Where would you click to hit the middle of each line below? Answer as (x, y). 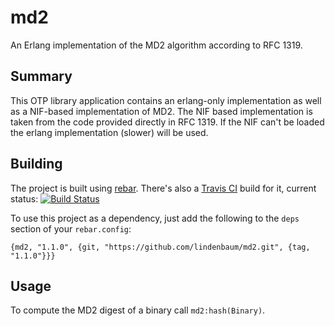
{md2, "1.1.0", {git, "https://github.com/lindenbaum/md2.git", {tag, (160, 247)
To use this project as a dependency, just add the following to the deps (155, 218)
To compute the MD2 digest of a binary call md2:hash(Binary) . (138, 310)
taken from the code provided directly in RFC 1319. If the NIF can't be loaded (167, 122)
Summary (41, 76)
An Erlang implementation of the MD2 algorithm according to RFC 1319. (156, 45)
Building (36, 164)
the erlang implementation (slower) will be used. (109, 132)
